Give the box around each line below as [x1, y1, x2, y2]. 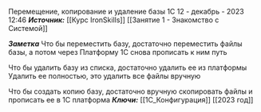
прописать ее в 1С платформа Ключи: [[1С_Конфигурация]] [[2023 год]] [8, 95, 254, 104]
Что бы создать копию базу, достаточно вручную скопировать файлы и [8, 87, 253, 96]
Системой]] [8, 24, 48, 33]
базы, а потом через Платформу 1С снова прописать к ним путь [8, 48, 227, 56]
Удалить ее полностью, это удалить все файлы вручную [8, 71, 201, 80]
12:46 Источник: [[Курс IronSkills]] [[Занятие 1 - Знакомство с [8, 15, 219, 25]
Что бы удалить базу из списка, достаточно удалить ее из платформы [8, 63, 247, 72]
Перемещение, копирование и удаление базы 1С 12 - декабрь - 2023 [8, 7, 245, 16]
